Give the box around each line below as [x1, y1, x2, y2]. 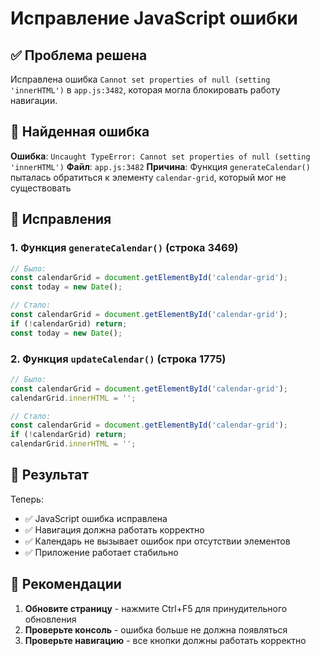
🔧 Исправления [10, 211, 112, 228]
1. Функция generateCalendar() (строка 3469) [10, 241, 239, 255]
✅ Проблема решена [10, 47, 148, 64]
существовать [10, 182, 72, 194]
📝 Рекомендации [10, 576, 122, 593]
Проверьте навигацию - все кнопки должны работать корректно [24, 634, 307, 646]
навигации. [10, 95, 58, 106]
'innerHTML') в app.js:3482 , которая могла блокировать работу [10, 84, 281, 96]
